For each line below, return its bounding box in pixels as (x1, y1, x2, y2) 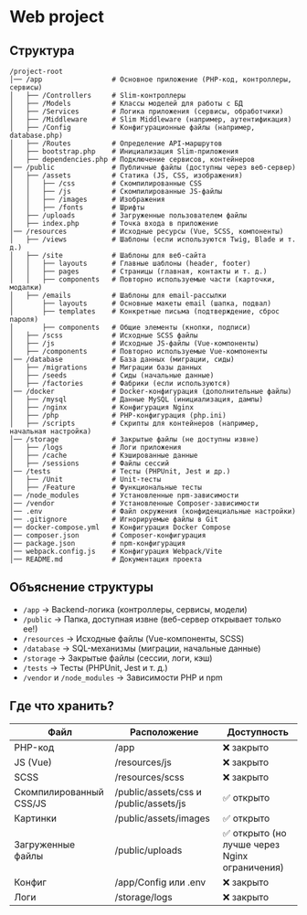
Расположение (129, 725, 199, 738)
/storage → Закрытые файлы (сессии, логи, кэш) (22, 652, 213, 664)
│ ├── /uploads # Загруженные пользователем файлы (9, 211, 248, 220)
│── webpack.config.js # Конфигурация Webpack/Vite (9, 547, 223, 556)
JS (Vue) (14, 756, 53, 769)
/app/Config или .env (114, 876, 206, 888)
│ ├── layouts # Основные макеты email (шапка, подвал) (9, 299, 272, 308)
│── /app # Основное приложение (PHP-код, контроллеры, (9, 75, 292, 84)
